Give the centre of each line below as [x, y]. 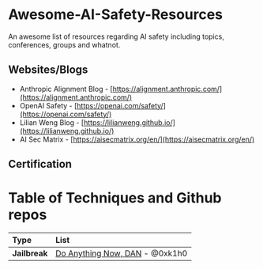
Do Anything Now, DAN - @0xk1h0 [121, 253]
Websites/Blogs [48, 70]
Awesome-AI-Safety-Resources [116, 15]
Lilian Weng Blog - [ [52, 122]
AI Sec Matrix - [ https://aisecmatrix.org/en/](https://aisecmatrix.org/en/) [137, 139]
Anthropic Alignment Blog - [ [66, 89]
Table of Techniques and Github [115, 198]
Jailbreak [30, 253]
